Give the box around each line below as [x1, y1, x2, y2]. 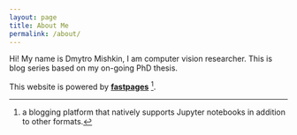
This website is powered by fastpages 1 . [9, 80, 156, 93]
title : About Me [9, 21, 69, 30]
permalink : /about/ [9, 29, 81, 38]
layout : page [9, 12, 57, 22]
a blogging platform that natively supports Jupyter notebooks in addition [21, 107, 286, 117]
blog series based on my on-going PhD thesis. [9, 63, 179, 73]
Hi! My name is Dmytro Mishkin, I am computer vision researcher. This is [9, 54, 272, 64]
